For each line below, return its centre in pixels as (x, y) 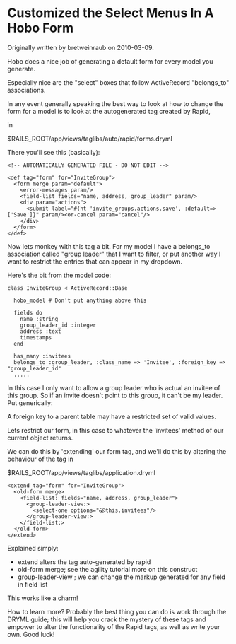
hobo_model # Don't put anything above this (80, 300)
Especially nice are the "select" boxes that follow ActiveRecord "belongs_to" (118, 82)
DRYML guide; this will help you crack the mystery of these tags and (107, 619)
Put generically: (30, 403)
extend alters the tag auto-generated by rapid (84, 562)
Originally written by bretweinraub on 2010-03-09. (81, 47)
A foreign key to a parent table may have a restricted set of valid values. (112, 416)
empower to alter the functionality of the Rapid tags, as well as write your (114, 626)
